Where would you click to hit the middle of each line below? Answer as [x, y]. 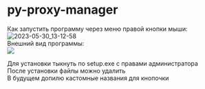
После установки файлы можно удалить [66, 71]
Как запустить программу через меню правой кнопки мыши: [97, 29]
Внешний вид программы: [46, 43]
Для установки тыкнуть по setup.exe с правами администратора [102, 63]
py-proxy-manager [63, 10]
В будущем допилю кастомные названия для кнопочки [88, 78]
